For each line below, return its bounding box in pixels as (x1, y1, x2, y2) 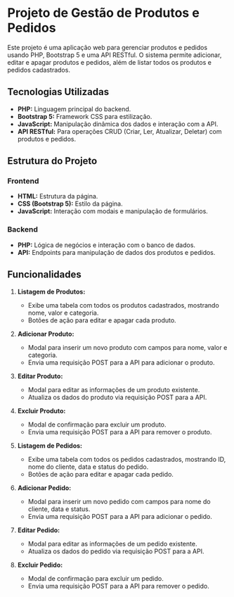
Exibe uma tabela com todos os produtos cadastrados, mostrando (27, 301, 219, 309)
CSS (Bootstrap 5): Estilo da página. (17, 199, 123, 208)
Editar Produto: (17, 372, 63, 380)
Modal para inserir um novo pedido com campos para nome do (27, 497, 211, 505)
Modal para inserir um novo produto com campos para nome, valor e (27, 343, 228, 351)
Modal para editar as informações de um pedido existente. (27, 539, 197, 548)
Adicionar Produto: (17, 329, 74, 338)
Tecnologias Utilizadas (7, 86, 110, 98)
